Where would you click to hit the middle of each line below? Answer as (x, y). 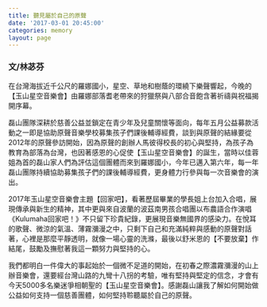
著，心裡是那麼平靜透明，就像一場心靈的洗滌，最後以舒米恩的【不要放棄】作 (133, 238)
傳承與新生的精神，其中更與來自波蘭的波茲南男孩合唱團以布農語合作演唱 (133, 209)
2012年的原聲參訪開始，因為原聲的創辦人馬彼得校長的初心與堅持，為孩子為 (131, 142)
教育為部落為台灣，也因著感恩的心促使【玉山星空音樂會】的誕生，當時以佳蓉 (133, 152)
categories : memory (41, 30)
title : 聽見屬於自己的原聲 (48, 15)
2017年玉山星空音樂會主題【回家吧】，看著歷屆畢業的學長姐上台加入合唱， (129, 198)
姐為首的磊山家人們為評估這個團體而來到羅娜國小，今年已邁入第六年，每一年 (133, 162)
